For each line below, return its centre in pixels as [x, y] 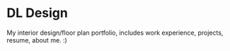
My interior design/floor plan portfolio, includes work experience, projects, [115, 33]
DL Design [37, 13]
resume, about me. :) [37, 40]
